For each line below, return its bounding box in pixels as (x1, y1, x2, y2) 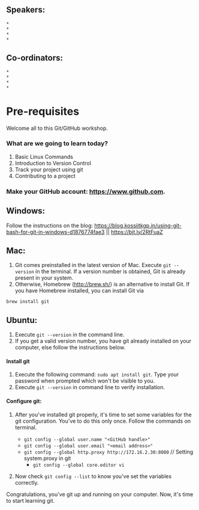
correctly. (14, 479, 39, 486)
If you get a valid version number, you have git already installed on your (14, 337, 192, 345)
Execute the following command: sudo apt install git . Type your (14, 371, 179, 378)
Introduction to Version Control (14, 159, 92, 167)
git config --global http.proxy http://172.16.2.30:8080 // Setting (23, 448, 194, 455)
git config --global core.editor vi (32, 462, 125, 468)
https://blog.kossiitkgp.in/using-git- (94, 222, 182, 229)
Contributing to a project (14, 172, 76, 179)
